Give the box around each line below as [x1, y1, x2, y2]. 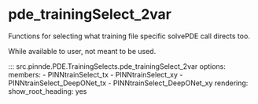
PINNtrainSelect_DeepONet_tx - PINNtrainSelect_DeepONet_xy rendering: [8, 78, 249, 88]
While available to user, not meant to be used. [8, 46, 157, 56]
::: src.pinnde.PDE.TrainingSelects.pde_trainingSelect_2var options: [8, 61, 227, 71]
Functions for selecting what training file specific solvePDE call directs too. [8, 31, 250, 41]
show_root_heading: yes [8, 86, 87, 95]
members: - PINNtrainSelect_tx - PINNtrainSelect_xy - [8, 70, 183, 79]
